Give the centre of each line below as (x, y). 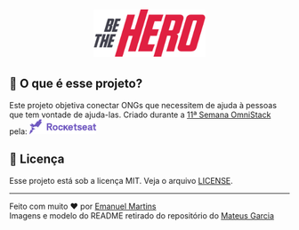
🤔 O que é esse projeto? (76, 84)
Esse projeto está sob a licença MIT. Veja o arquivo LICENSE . (121, 180)
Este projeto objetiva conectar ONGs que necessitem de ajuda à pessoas (143, 105)
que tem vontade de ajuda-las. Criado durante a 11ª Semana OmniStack (140, 115)
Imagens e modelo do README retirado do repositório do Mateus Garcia (141, 215)
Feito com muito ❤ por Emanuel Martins (83, 206)
